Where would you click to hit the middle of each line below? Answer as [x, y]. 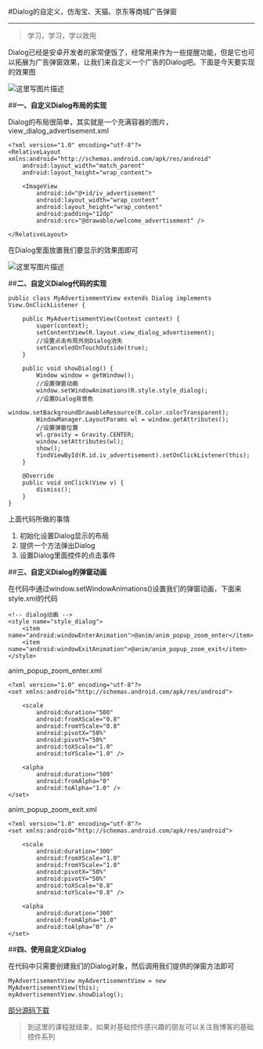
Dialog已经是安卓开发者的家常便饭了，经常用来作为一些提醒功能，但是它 [124, 52]
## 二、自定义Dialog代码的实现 [58, 283]
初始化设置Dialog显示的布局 [64, 535]
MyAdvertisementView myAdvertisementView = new [87, 981]
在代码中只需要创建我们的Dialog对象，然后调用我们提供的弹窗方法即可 [121, 966]
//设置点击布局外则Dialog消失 [79, 341]
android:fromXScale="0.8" [79, 719]
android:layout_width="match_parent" [84, 166]
